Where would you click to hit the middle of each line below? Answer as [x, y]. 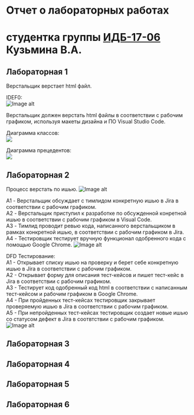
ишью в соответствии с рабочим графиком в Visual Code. [79, 219]
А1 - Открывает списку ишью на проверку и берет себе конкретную [92, 262]
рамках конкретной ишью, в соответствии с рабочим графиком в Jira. [95, 232]
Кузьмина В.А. [44, 50]
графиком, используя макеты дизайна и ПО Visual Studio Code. [86, 121]
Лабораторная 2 [38, 175]
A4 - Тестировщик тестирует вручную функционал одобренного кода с [96, 238]
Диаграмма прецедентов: [39, 150]
